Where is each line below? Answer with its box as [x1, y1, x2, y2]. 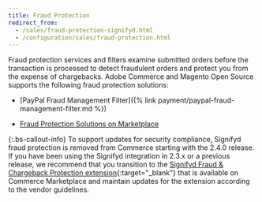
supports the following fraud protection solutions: [8, 80, 169, 90]
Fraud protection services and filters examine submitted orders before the [8, 55, 249, 65]
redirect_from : [8, 19, 58, 27]
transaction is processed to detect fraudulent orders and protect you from [8, 64, 249, 73]
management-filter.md [19, 104, 93, 114]
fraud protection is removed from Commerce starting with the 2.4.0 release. [8, 143, 255, 152]
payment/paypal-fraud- [157, 95, 235, 105]
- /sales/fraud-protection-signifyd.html [15, 26, 154, 34]
